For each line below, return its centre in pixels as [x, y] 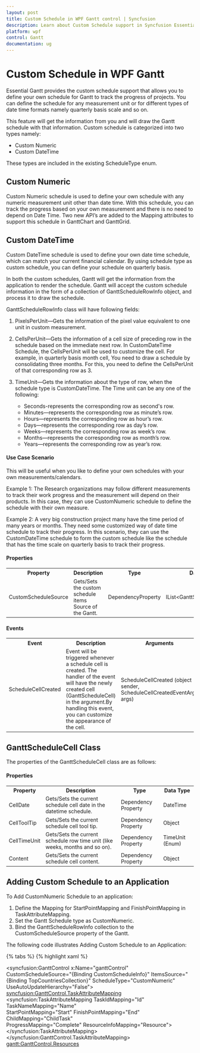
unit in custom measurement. [51, 327]
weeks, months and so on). [79, 847]
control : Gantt [25, 38]
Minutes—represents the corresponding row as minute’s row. [98, 412]
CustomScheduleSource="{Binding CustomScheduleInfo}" [78, 974]
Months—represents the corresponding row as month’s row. [97, 438]
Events [15, 628]
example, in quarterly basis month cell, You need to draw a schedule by [102, 358]
